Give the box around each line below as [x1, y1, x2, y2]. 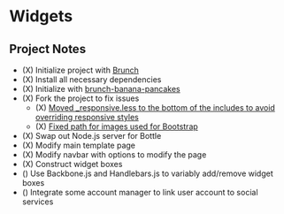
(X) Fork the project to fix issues [21, 93, 140, 103]
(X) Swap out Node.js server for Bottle [21, 131, 162, 141]
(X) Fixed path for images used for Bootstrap [35, 121, 199, 132]
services [21, 196, 54, 207]
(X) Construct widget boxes [21, 159, 123, 169]
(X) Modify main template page [21, 140, 135, 150]
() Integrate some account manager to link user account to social [21, 187, 258, 197]
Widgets [9, 6, 73, 27]
